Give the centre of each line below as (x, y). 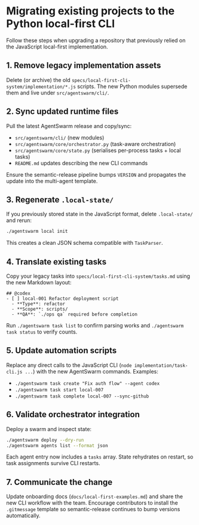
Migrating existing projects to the (91, 11)
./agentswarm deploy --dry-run (45, 440)
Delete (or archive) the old (38, 80)
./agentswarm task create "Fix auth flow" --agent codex (87, 383)
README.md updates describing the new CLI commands (81, 163)
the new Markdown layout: (39, 283)
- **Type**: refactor (39, 304)
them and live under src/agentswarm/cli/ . (58, 92)
